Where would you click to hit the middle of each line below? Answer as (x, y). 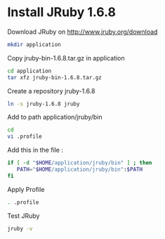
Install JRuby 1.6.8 (61, 12)
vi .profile (25, 137)
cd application (29, 71)
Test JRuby (24, 216)
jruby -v (20, 228)
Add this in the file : (35, 150)
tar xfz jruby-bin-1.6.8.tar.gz (54, 77)
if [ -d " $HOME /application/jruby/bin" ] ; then (80, 163)
